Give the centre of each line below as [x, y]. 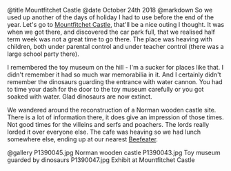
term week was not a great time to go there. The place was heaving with [110, 39]
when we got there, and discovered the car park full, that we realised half [111, 32]
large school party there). [43, 54]
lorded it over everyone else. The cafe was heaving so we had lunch [104, 132]
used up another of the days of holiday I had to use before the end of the [111, 17]
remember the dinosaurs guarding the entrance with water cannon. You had [115, 82]
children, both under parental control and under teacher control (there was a [115, 47]
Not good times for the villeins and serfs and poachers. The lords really [108, 124]
